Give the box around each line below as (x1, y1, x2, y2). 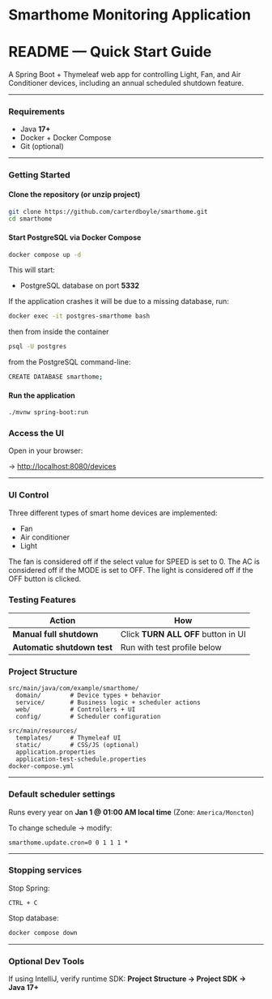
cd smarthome (8, 215, 53, 224)
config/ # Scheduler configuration (15, 713, 161, 721)
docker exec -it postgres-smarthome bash (8, 312, 151, 321)
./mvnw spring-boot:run (8, 408, 89, 416)
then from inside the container (8, 327, 109, 337)
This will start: (8, 265, 55, 275)
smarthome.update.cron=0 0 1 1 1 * (8, 839, 129, 847)
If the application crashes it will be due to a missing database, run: (8, 297, 229, 306)
